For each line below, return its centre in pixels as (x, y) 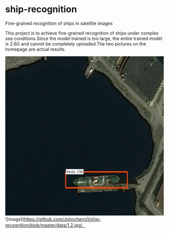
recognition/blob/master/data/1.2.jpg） (45, 225)
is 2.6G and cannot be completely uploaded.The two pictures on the (76, 43)
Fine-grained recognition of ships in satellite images (59, 23)
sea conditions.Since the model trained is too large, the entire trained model (84, 38)
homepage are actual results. (35, 49)
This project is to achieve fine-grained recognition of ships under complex (82, 33)
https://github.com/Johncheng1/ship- (63, 219)
